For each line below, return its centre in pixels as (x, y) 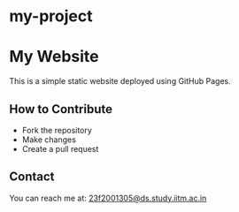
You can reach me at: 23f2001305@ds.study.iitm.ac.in (108, 198)
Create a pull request (60, 148)
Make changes (49, 140)
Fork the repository (57, 130)
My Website (54, 57)
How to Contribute (61, 109)
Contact (32, 177)
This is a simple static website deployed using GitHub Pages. (120, 81)
